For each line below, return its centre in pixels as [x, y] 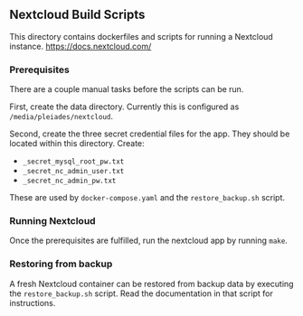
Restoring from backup [61, 264]
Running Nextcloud [53, 221]
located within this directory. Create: [77, 144]
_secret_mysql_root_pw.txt [73, 162]
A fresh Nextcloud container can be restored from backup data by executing [151, 283]
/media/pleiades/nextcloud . [62, 116]
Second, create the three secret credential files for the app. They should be [150, 134]
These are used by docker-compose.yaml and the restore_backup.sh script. [147, 198]
